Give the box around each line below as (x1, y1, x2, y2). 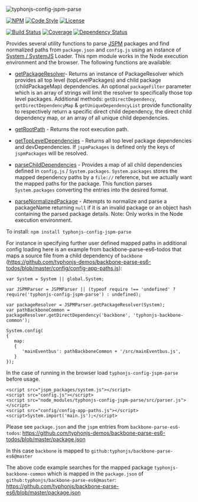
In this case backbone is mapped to (6, 447, 90, 454)
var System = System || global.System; (6, 276, 105, 282)
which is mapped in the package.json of (47, 470, 144, 477)
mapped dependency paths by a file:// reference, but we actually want (14, 174, 192, 180)
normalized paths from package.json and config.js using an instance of (6, 46, 181, 53)
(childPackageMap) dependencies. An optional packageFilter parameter (14, 83, 191, 90)
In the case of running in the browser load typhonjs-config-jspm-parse (6, 370, 178, 376)
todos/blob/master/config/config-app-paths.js (6, 265, 119, 271)
